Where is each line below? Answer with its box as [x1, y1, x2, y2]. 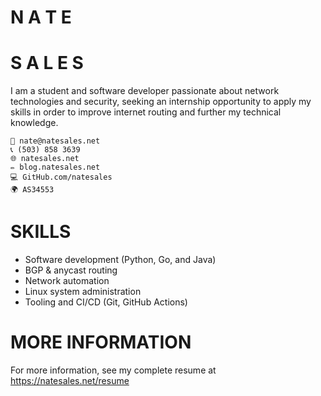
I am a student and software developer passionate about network [10, 85, 280, 97]
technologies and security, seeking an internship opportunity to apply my [10, 96, 312, 108]
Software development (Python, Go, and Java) [24, 254, 217, 266]
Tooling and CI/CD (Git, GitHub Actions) [24, 296, 188, 308]
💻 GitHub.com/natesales [10, 172, 113, 183]
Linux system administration [24, 286, 142, 298]
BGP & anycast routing [24, 264, 118, 276]
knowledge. [10, 117, 59, 129]
